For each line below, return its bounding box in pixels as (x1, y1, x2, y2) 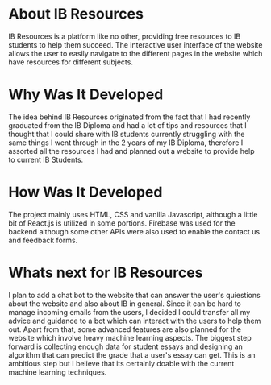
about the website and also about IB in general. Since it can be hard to (8, 299, 242, 308)
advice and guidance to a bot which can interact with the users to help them (8, 316, 261, 325)
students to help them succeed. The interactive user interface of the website (8, 39, 263, 49)
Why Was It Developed (8, 85, 164, 104)
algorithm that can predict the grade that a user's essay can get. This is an (8, 350, 256, 359)
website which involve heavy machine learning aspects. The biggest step (8, 333, 252, 342)
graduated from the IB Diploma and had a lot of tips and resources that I (8, 120, 248, 130)
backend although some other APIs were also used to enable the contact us (8, 226, 261, 236)
